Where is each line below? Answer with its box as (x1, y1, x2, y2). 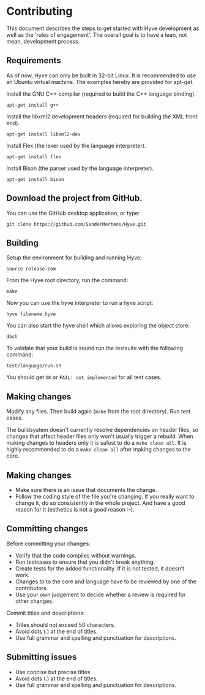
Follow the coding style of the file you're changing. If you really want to (15, 493, 195, 500)
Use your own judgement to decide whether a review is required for (15, 591, 186, 598)
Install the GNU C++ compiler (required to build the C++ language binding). (6, 90, 196, 98)
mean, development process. (6, 37, 80, 45)
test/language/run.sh (6, 363, 62, 369)
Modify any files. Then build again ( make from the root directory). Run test (6, 408, 191, 415)
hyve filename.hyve (6, 311, 56, 317)
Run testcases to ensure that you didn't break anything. (15, 558, 155, 566)
